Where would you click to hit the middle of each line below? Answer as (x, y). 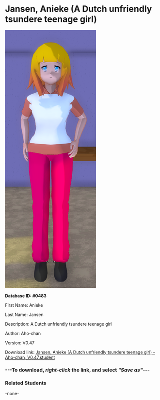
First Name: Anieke (24, 305)
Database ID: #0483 (26, 296)
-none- (12, 394)
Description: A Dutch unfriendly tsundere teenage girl (58, 324)
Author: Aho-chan (23, 333)
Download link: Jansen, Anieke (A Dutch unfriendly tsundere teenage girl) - (80, 352)
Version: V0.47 (20, 343)
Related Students (26, 383)
